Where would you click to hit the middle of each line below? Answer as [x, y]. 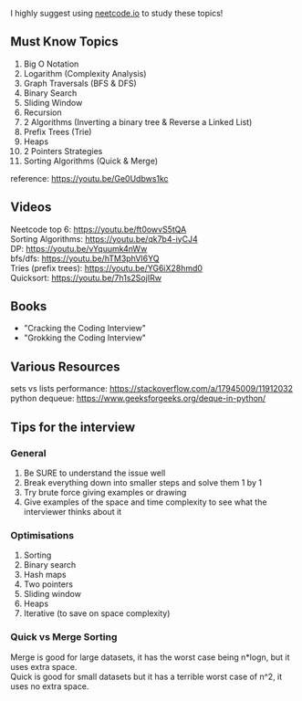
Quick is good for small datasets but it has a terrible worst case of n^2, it [146, 676]
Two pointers [48, 584]
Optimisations [42, 535]
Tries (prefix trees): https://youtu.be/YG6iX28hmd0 [107, 267]
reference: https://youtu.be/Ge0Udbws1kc [89, 178]
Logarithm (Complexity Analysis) [85, 73]
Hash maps [45, 575]
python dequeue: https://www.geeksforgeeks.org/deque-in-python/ [138, 398]
